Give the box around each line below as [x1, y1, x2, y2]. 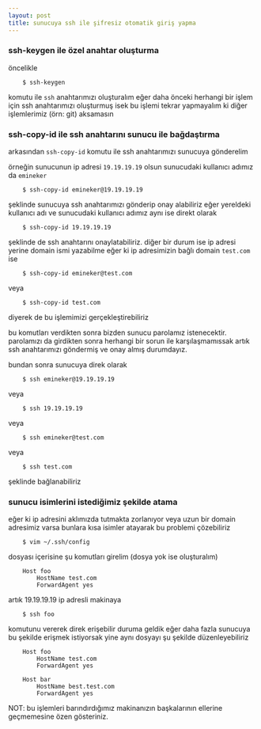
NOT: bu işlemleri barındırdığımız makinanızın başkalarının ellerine [8, 704, 223, 713]
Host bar [22, 676, 51, 684]
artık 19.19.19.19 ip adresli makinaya [8, 595, 122, 605]
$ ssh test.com [22, 463, 73, 471]
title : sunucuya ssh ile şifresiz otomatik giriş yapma [8, 19, 196, 27]
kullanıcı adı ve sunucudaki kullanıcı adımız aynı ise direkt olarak [8, 208, 217, 218]
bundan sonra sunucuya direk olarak [8, 360, 128, 370]
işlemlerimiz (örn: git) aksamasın [8, 108, 114, 119]
